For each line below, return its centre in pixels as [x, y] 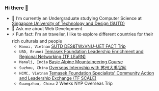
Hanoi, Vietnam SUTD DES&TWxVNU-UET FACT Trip [72, 46]
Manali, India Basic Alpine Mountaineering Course [71, 62]
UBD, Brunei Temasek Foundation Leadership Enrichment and [81, 52]
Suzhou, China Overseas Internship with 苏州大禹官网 [73, 68]
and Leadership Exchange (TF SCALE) [58, 78]
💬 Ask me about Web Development [47, 29]
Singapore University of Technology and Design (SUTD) [68, 23]
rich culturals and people [37, 41]
